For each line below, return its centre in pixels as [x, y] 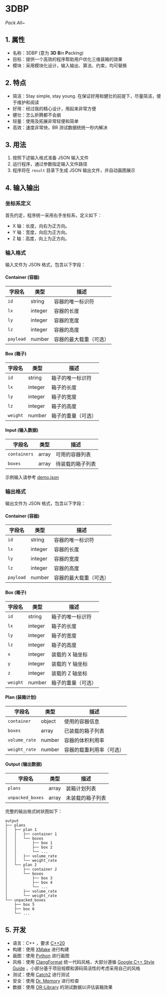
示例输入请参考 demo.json [32, 477]
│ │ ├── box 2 [29, 848]
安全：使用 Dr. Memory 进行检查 [46, 981]
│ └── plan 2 [21, 865]
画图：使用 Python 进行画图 [41, 955]
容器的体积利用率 [85, 740]
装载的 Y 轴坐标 [69, 664]
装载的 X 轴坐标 [69, 654]
